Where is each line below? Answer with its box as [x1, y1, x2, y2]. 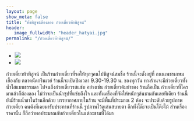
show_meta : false [6, 14, 48, 20]
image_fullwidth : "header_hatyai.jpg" [13, 30, 108, 36]
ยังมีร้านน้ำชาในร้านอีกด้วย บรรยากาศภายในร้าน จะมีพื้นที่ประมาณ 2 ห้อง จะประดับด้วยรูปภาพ [6, 97, 183, 104]
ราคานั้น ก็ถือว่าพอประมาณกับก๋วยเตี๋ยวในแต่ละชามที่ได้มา [6, 110, 114, 116]
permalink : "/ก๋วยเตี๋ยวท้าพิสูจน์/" [6, 35, 74, 41]
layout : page [6, 8, 38, 15]
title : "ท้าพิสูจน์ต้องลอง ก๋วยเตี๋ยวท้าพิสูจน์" [6, 19, 87, 25]
